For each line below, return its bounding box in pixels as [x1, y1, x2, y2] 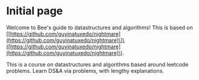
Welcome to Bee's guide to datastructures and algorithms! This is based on [6, 24, 193, 31]
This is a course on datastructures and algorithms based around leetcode [6, 61, 189, 68]
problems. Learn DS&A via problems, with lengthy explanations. [6, 67, 165, 74]
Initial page [6, 4, 63, 18]
